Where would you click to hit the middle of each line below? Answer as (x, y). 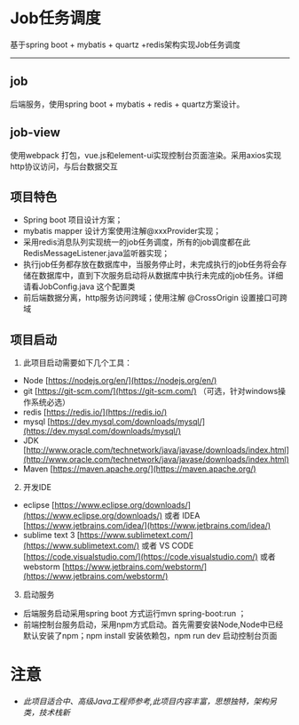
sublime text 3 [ (51, 536)
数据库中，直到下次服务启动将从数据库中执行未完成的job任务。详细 (161, 276)
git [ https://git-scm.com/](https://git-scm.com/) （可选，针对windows (150, 391)
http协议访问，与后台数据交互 (64, 166)
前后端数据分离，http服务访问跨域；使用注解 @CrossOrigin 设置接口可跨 (155, 298)
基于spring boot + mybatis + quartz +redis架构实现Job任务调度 (125, 44)
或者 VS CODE (168, 546)
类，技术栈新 (46, 713)
